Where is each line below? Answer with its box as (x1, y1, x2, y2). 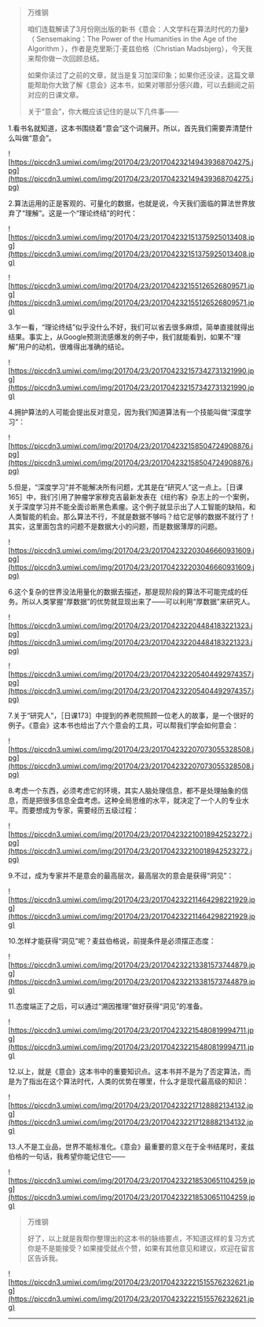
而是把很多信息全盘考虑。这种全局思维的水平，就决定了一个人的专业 (21, 796, 242, 805)
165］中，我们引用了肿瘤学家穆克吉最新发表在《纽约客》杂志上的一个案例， (8, 493, 254, 501)
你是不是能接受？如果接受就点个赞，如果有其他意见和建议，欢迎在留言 (27, 1244, 255, 1252)
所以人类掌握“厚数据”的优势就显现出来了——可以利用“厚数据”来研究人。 (21, 597, 255, 606)
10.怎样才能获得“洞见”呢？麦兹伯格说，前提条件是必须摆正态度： (8, 937, 216, 945)
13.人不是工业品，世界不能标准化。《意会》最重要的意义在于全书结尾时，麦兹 (8, 1142, 255, 1151)
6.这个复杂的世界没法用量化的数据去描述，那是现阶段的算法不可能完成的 (8, 587, 242, 596)
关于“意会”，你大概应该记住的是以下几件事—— (27, 107, 179, 116)
